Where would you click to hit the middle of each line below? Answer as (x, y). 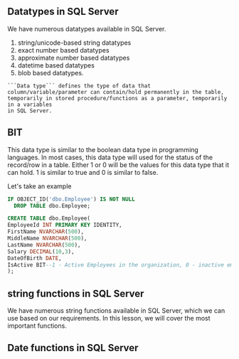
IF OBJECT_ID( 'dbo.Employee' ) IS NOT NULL (71, 199)
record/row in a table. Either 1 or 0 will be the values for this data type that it (118, 165)
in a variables (30, 105)
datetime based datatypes (56, 65)
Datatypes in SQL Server (63, 12)
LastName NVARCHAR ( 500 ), (44, 245)
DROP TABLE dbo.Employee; (52, 205)
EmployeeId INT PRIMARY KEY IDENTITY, (65, 225)
